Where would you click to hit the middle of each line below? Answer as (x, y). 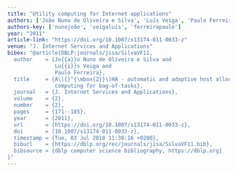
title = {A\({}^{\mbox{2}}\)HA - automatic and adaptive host (113, 79)
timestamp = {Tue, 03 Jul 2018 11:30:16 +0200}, (86, 138)
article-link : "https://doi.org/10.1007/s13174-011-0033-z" (98, 40)
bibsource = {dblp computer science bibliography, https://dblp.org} (118, 151)
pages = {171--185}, (50, 112)
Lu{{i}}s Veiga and (83, 66)
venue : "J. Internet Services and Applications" (80, 46)
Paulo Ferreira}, (80, 72)
